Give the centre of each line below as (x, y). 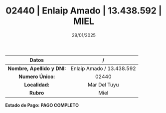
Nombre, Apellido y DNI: (37, 68)
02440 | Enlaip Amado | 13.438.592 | (84, 11)
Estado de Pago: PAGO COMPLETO (42, 105)
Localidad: (37, 84)
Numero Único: (37, 76)
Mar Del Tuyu (103, 84)
